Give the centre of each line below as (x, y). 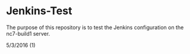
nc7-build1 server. (28, 33)
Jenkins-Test (39, 11)
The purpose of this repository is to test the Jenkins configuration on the (95, 27)
